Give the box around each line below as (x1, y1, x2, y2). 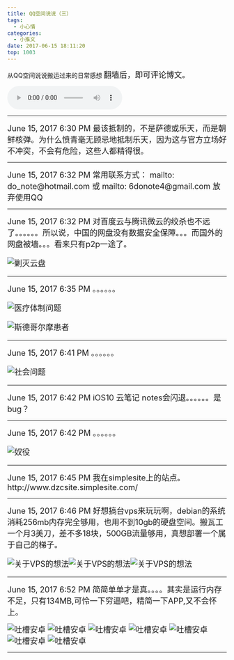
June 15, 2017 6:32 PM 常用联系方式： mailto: (7, 170, 175, 180)
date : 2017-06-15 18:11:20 (7, 42, 86, 49)
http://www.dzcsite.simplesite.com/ (7, 482, 138, 492)
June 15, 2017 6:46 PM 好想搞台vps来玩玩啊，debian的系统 (7, 505, 226, 516)
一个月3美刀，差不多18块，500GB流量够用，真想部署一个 (7, 528, 219, 538)
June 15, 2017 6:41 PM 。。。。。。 (7, 347, 119, 358)
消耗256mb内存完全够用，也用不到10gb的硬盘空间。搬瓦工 (7, 517, 224, 527)
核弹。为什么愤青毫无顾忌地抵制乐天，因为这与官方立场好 (15, 134, 227, 145)
